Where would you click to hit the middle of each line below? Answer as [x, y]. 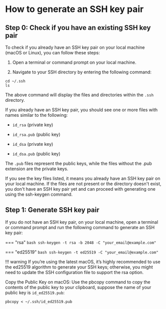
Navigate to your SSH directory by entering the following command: [82, 72]
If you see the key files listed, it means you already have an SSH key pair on [83, 178]
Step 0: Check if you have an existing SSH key [78, 28]
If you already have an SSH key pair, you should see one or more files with [82, 110]
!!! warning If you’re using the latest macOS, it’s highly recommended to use [83, 262]
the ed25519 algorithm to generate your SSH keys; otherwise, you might [79, 267]
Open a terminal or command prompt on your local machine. [74, 62]
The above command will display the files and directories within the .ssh [79, 95]
